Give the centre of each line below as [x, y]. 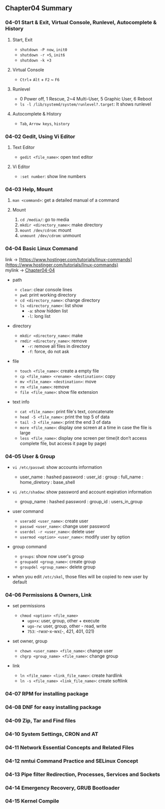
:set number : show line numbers [53, 176]
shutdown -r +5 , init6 [42, 55]
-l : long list [39, 316]
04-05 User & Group [30, 456]
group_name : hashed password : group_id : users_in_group [81, 501]
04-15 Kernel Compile [32, 801]
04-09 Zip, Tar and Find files [41, 720]
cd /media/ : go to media [45, 220]
